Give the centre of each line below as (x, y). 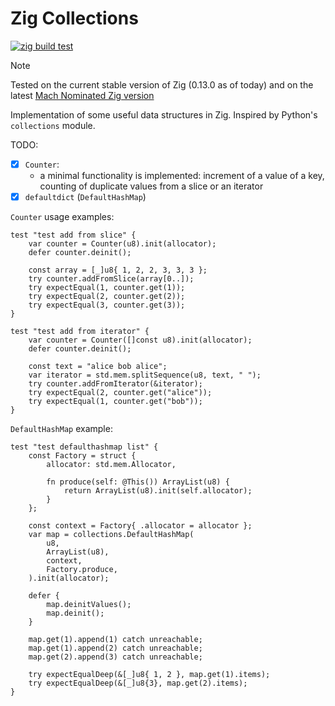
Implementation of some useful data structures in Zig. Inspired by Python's (164, 114)
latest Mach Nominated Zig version (82, 95)
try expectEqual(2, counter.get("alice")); (120, 393)
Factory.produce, (82, 570)
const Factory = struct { (82, 456)
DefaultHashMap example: (61, 429)
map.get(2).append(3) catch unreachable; (115, 657)
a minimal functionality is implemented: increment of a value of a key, (182, 175)
